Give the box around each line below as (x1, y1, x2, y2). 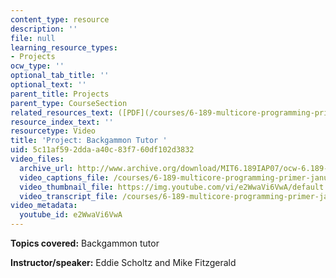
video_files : (10, 154, 65, 164)
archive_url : (19, 163, 74, 173)
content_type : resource (10, 14, 110, 25)
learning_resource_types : (10, 42, 118, 53)
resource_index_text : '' (10, 117, 114, 127)
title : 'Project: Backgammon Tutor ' (10, 136, 168, 146)
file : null (10, 33, 56, 43)
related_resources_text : (10, 107, 114, 118)
